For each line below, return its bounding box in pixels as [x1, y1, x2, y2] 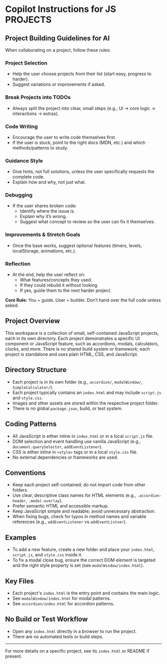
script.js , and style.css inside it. [12, 552, 83, 558]
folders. [12, 487, 28, 493]
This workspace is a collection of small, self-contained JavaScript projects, [5, 330, 159, 336]
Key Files [5, 577, 34, 585]
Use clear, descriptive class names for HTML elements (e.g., [12, 492, 136, 499]
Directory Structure [5, 366, 67, 374]
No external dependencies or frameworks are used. [12, 454, 118, 460]
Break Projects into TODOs [5, 94, 71, 101]
